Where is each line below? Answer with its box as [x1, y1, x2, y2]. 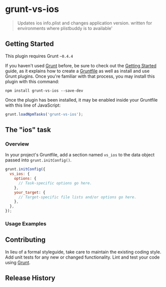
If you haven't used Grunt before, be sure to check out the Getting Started [5, 62, 157, 68]
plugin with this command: [5, 78, 60, 84]
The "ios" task [5, 126, 51, 134]
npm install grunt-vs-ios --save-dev [5, 88, 83, 93]
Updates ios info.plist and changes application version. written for [17, 20, 153, 26]
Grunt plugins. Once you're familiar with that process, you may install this [5, 73, 155, 79]
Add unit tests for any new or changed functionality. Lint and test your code [5, 254, 160, 260]
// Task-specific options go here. [18, 180, 92, 185]
